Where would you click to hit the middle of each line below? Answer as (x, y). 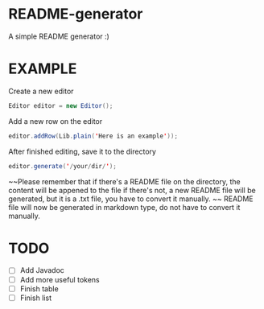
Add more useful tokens (60, 279)
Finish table (39, 288)
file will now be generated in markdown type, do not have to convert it (124, 207)
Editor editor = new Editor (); (61, 105)
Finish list (36, 298)
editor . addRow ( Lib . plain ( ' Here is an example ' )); (93, 136)
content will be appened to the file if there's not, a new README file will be (132, 190)
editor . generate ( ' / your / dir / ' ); (62, 166)
